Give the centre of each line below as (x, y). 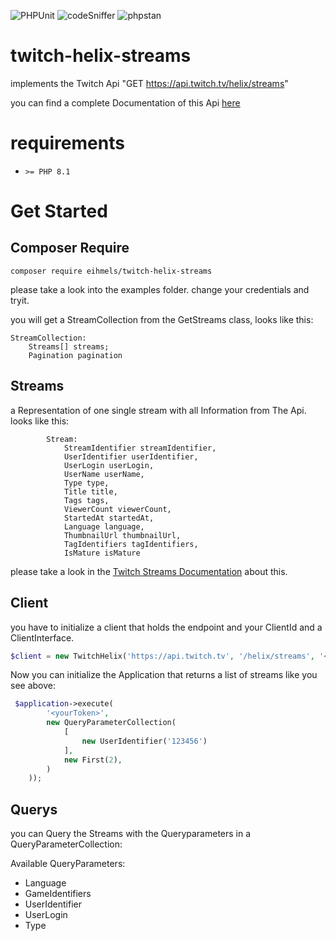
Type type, (86, 483)
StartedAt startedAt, (109, 518)
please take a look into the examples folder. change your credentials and (160, 289)
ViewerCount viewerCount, (117, 509)
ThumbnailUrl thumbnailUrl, (122, 535)
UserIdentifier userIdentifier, (131, 456)
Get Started (59, 211)
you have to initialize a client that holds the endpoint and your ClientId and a (166, 627)
